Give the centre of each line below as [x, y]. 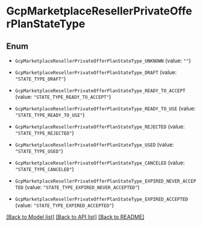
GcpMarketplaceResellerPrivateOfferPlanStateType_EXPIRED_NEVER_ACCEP [106, 181]
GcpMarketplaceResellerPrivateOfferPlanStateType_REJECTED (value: [100, 127]
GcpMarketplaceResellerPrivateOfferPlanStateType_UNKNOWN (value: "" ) [103, 61]
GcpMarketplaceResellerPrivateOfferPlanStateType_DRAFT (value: [96, 72]
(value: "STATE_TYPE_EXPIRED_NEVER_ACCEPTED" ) [82, 187]
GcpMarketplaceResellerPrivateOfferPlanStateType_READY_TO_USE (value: [105, 108]
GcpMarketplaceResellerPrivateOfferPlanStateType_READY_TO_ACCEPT [100, 91]
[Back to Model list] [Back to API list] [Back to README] [75, 217]
